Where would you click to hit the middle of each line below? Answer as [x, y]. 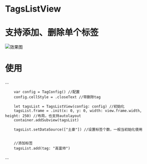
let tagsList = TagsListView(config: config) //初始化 [69, 107]
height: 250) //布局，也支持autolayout [43, 116]
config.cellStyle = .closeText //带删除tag [57, 97]
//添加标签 [23, 143]
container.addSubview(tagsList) [46, 120]
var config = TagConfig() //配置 [47, 92]
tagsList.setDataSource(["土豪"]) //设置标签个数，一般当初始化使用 [78, 130]
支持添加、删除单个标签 [52, 33]
